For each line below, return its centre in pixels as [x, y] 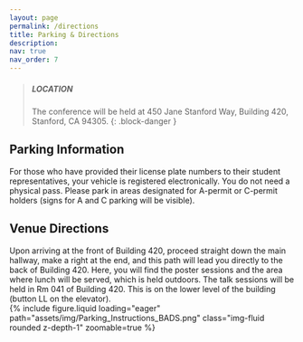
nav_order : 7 [34, 60]
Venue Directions [59, 228]
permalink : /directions [54, 26]
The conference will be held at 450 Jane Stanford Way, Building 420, [160, 111]
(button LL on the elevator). [60, 299]
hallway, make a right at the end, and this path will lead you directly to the [146, 260]
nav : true [28, 52]
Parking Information [67, 150]
